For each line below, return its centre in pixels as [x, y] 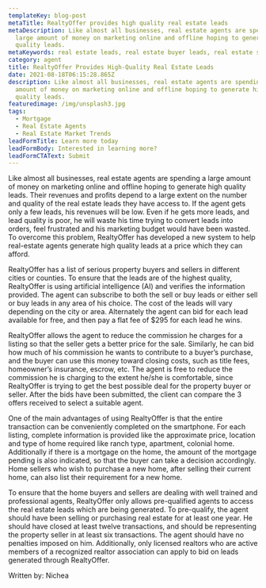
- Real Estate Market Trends [63, 133]
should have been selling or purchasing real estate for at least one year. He [131, 518]
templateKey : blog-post [47, 15]
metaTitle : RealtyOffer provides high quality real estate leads [118, 23]
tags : [17, 112]
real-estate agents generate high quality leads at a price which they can [125, 246]
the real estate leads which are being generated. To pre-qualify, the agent [129, 509]
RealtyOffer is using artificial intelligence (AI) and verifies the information [127, 286]
